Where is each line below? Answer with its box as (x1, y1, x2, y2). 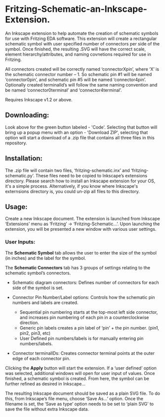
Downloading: (5, 111, 49, 120)
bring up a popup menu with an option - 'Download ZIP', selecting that (5, 129, 148, 135)
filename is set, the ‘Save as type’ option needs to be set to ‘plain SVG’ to (5, 401, 154, 407)
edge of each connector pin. (12, 355, 71, 361)
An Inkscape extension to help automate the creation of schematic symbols (5, 30, 159, 36)
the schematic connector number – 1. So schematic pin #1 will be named (5, 71, 152, 77)
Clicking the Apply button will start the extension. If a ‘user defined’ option (5, 365, 157, 371)
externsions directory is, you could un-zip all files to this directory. (5, 188, 140, 194)
